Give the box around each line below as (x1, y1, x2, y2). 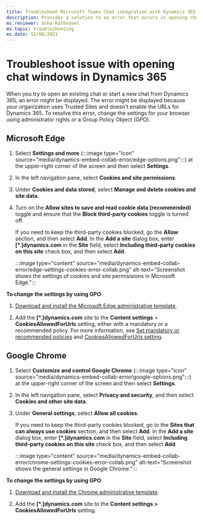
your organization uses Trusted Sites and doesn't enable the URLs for (6, 103, 179, 111)
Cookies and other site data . (14, 397, 88, 405)
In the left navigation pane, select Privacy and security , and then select (14, 391, 195, 398)
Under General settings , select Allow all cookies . (14, 409, 139, 417)
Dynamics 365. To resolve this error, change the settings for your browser (6, 109, 190, 117)
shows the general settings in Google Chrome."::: (14, 465, 138, 472)
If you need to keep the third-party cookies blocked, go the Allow (14, 228, 178, 236)
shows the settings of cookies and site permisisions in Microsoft (14, 272, 175, 279)
